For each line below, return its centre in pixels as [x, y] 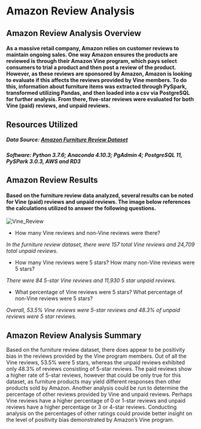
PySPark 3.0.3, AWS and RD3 [43, 161]
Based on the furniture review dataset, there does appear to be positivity [96, 349]
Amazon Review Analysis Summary [74, 335]
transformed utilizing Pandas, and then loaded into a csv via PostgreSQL [98, 93]
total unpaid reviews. [32, 251]
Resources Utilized [42, 124]
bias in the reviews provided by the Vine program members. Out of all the [96, 356]
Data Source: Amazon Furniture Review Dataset [67, 140]
